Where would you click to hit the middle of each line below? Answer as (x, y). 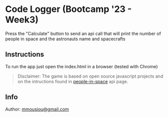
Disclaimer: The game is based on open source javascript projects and (90, 76)
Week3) (22, 20)
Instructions (25, 55)
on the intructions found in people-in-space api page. (73, 81)
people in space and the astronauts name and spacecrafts (65, 39)
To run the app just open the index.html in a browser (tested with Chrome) (81, 66)
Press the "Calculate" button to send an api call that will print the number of (83, 33)
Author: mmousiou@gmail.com (37, 109)
